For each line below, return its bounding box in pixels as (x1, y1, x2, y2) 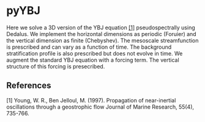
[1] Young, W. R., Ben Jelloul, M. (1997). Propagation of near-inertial (6, 96, 176, 104)
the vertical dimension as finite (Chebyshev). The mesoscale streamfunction (6, 37, 199, 44)
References (6, 81, 51, 91)
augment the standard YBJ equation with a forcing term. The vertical (6, 56, 179, 63)
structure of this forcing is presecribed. (6, 62, 105, 70)
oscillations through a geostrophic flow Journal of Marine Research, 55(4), (6, 103, 195, 110)
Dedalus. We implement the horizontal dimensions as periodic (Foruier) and (6, 30, 197, 37)
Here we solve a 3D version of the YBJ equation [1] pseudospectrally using (6, 24, 195, 31)
